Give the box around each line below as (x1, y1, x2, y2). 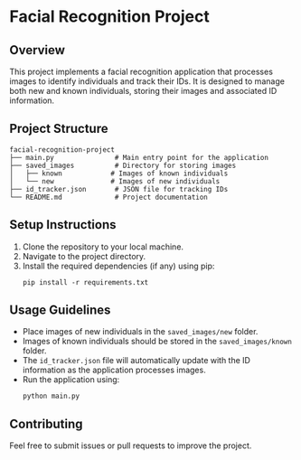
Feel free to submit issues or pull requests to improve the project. (9, 440, 252, 451)
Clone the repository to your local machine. (22, 241, 183, 252)
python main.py (22, 391, 80, 401)
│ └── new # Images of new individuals (9, 176, 221, 186)
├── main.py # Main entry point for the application (9, 153, 269, 162)
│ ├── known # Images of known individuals (9, 169, 229, 178)
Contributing (9, 416, 83, 431)
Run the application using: (22, 374, 120, 385)
